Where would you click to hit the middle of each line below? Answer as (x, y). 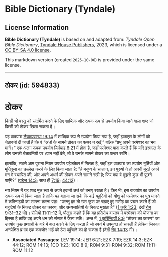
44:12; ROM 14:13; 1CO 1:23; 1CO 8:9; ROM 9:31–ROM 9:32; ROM (79, 245)
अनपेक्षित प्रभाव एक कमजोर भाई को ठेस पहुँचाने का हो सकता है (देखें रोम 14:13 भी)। (71, 230)
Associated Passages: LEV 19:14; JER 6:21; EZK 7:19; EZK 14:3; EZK (82, 240)
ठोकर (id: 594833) (32, 86)
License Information (37, 28)
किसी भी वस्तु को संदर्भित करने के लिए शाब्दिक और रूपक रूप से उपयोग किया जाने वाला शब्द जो (79, 121)
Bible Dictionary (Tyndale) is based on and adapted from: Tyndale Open (80, 39)
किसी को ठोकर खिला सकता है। (30, 127)
